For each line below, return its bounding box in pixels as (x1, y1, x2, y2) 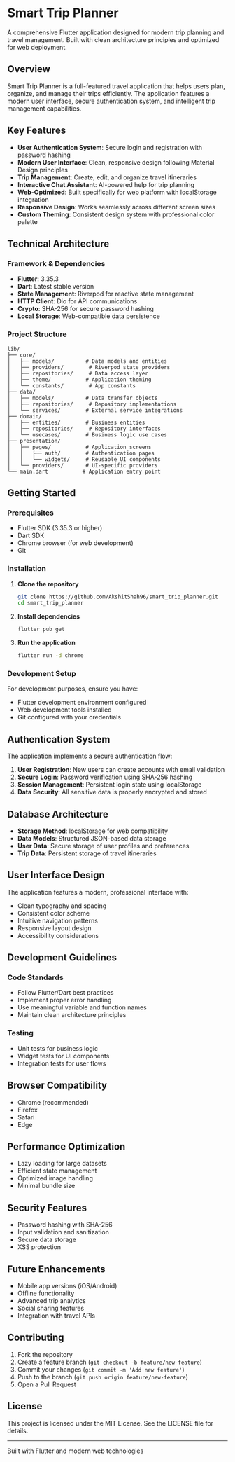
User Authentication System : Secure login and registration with (17, 143, 203, 151)
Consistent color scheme (17, 909, 90, 917)
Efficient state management (17, 1166, 97, 1175)
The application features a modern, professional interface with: (7, 888, 189, 896)
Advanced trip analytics (17, 1297, 86, 1304)
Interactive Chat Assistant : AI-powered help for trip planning (17, 180, 194, 188)
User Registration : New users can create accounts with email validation (17, 766, 225, 774)
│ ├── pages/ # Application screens (7, 443, 152, 450)
